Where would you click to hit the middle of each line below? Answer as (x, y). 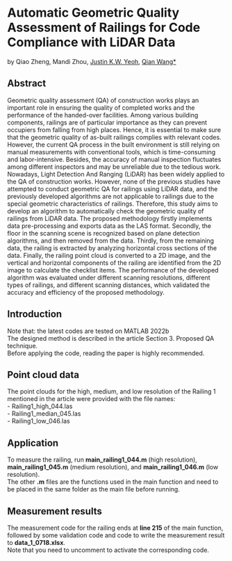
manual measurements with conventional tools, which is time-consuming (111, 152)
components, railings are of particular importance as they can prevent (107, 122)
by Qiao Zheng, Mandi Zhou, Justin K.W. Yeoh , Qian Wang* (92, 61)
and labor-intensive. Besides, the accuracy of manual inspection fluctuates (114, 159)
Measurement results (55, 511)
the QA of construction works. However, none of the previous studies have (114, 181)
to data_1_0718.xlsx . (36, 543)
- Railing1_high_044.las (40, 406)
